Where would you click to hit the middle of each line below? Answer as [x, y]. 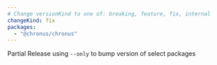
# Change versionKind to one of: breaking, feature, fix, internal [109, 14]
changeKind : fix [31, 20]
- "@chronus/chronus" [46, 34]
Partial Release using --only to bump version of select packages [102, 54]
